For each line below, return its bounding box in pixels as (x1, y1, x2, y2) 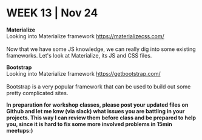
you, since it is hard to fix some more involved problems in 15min (6, 120, 172, 127)
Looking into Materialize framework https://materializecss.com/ (6, 32, 165, 39)
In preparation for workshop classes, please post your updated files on (6, 101, 189, 108)
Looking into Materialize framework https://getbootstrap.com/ (6, 70, 161, 77)
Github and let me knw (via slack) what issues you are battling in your (6, 107, 185, 115)
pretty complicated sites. (6, 89, 69, 96)
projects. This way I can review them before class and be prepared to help (6, 114, 196, 121)
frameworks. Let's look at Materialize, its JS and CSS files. (6, 52, 152, 59)
